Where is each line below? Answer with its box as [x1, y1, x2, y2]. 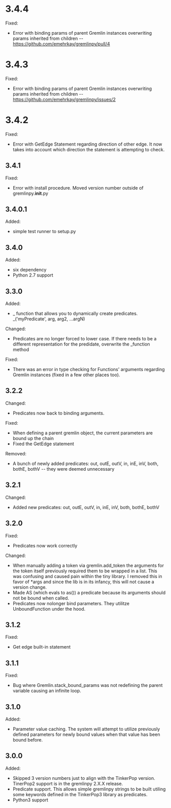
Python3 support [12, 797, 48, 803]
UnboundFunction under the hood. [12, 606, 86, 612]
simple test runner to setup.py [12, 228, 76, 235]
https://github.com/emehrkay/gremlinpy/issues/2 [12, 96, 116, 102]
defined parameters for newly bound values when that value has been [12, 731, 160, 737]
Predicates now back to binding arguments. [12, 410, 105, 416]
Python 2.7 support [12, 272, 54, 279]
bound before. [12, 736, 43, 743]
